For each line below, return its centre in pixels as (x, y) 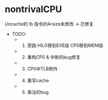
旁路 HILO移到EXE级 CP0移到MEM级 (65, 45)
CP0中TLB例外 (42, 69)
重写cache (38, 80)
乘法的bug (38, 92)
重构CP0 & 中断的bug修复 (54, 57)
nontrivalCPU (34, 9)
